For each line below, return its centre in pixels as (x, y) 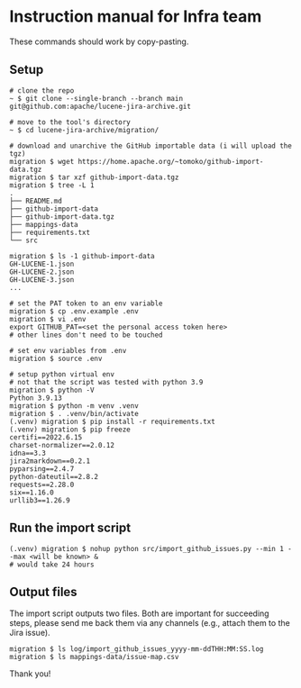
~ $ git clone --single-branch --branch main (96, 98)
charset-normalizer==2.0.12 (62, 445)
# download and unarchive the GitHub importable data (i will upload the (151, 146)
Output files (44, 592)
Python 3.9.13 (36, 398)
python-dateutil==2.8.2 (54, 476)
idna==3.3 (28, 453)
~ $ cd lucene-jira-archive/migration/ (84, 130)
